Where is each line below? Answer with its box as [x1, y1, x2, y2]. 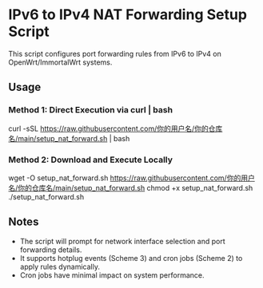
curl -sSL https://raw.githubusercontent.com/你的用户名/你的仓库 [8, 124, 223, 133]
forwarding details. [19, 245, 82, 254]
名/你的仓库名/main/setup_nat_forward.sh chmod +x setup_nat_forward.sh [8, 183, 253, 192]
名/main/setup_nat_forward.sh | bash [8, 133, 130, 143]
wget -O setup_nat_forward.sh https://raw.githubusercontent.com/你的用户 [8, 173, 256, 183]
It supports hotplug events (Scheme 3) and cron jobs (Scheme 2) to [19, 253, 243, 262]
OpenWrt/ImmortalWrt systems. [8, 57, 113, 67]
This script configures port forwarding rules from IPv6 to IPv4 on [8, 49, 222, 58]
